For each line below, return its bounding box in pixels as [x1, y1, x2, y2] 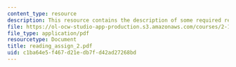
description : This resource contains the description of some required [7, 17, 221, 24]
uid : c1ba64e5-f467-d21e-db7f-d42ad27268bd [7, 50, 137, 57]
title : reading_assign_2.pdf [7, 43, 93, 50]
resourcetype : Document [7, 36, 77, 43]
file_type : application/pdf [7, 29, 90, 37]
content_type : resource [7, 10, 77, 17]
